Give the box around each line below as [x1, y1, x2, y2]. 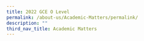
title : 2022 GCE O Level [6, 8, 70, 15]
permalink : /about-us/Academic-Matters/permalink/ [6, 14, 138, 20]
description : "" [6, 20, 48, 26]
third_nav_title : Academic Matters [6, 25, 97, 32]
